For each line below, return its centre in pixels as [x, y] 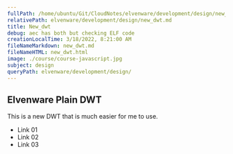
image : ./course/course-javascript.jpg [65, 59]
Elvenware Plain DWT [54, 100]
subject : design [31, 65]
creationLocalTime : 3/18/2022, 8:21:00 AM [69, 40]
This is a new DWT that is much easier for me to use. [83, 117]
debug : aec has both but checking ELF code [71, 33]
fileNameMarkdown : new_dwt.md [51, 46]
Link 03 [28, 145]
